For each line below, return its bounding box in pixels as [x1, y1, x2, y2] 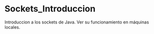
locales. [4, 24, 20, 30]
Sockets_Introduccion [4, 3, 96, 14]
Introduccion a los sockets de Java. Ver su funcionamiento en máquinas [4, 19, 149, 25]
